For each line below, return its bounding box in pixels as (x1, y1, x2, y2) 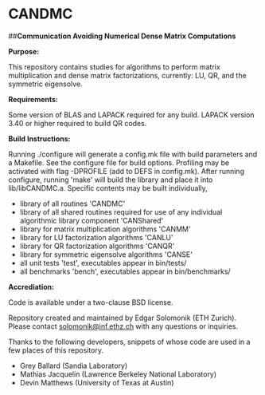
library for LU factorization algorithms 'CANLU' (19, 232, 173, 242)
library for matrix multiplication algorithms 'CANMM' (19, 224, 191, 234)
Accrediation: (8, 282, 54, 291)
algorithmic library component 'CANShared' (19, 215, 164, 225)
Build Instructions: (8, 133, 71, 144)
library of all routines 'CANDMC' (19, 199, 126, 208)
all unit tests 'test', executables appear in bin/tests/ (19, 258, 187, 267)
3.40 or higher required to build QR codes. (8, 118, 147, 128)
